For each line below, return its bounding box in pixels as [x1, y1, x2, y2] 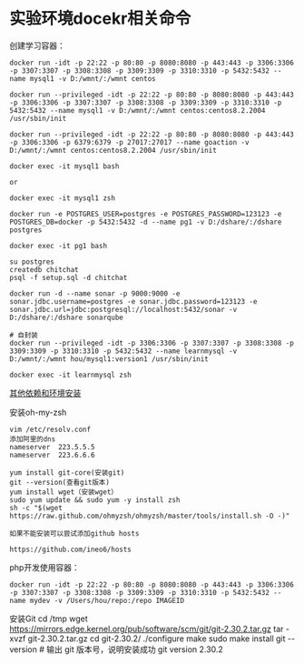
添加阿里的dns [9, 434, 56, 444]
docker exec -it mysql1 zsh [9, 193, 116, 203]
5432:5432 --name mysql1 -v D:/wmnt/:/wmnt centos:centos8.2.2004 [9, 106, 266, 115]
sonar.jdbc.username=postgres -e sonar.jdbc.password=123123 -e [9, 297, 258, 306]
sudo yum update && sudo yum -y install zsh [9, 495, 181, 505]
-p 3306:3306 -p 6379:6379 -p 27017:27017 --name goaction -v [9, 137, 250, 146]
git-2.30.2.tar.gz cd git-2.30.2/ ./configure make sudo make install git [27, 633, 286, 644]
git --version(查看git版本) [9, 478, 111, 487]
